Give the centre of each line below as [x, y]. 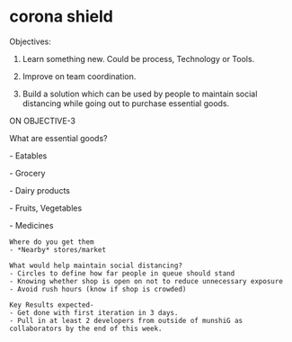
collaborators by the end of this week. [86, 328]
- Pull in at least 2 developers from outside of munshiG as [126, 320]
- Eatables [28, 156]
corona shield [62, 17]
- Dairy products [40, 190]
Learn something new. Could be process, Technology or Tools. [138, 58]
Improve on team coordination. [79, 76]
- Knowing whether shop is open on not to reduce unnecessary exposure [146, 281]
